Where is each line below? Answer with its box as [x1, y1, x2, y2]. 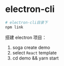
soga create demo [12, 44, 50, 50]
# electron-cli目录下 [5, 20, 48, 25]
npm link [5, 24, 23, 29]
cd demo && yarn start [12, 55, 59, 61]
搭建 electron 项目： [5, 34, 46, 40]
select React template [12, 49, 57, 55]
